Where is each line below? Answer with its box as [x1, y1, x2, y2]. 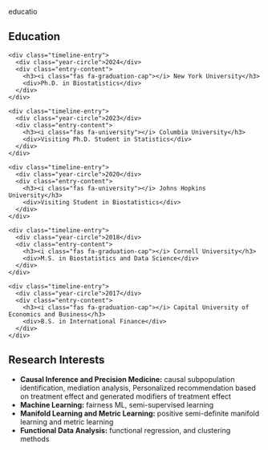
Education [8, 30, 61, 43]
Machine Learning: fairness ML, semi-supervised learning [19, 400, 214, 409]
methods [19, 434, 50, 444]
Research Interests [8, 353, 105, 367]
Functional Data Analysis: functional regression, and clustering [19, 425, 231, 435]
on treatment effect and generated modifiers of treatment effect [19, 392, 231, 401]
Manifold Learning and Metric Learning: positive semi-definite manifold [19, 408, 260, 418]
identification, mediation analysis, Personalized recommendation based [19, 383, 257, 392]
